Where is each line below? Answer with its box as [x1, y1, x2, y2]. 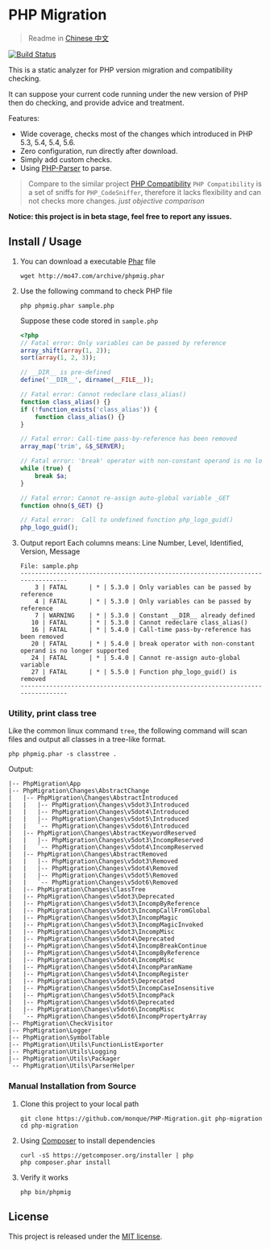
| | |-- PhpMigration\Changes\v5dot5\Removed [8, 872, 179, 880]
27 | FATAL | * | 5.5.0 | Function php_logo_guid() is [31, 668, 238, 676]
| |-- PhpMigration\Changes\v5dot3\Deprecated [8, 893, 175, 901]
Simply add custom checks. [19, 155, 113, 164]
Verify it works [19, 1172, 69, 1182]
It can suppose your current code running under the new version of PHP [8, 89, 248, 98]
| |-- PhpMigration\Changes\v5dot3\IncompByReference [8, 900, 200, 908]
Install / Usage [8, 235, 82, 249]
